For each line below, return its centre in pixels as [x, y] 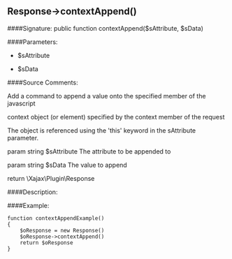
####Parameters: [32, 42]
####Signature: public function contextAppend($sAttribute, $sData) [106, 28]
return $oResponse [46, 243]
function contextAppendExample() [56, 218]
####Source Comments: [43, 82]
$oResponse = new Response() [62, 230]
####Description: [32, 192]
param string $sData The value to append [67, 165]
